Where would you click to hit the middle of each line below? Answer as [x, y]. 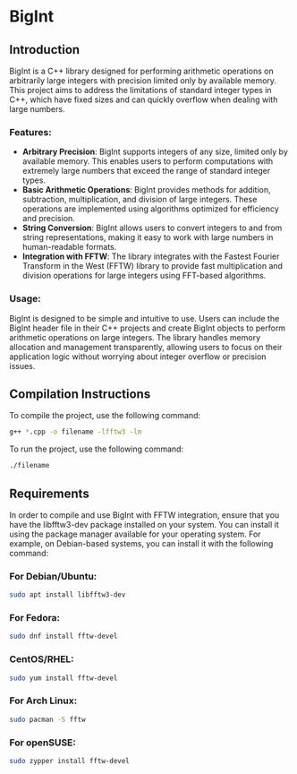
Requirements [49, 493]
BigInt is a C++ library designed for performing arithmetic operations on [142, 71]
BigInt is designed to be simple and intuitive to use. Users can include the [144, 318]
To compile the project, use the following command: [105, 416]
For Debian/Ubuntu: [53, 576]
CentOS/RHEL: [42, 659]
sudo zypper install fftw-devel [69, 761]
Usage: [25, 299]
